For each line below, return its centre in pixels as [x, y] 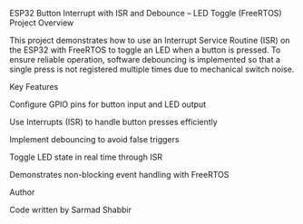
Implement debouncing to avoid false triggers [94, 139]
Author [22, 192]
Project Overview [42, 23]
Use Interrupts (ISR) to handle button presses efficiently [113, 122]
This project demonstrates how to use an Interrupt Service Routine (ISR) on [150, 40]
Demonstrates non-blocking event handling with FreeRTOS [119, 175]
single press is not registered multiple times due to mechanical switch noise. [152, 69]
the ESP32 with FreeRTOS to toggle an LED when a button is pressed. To [145, 50]
